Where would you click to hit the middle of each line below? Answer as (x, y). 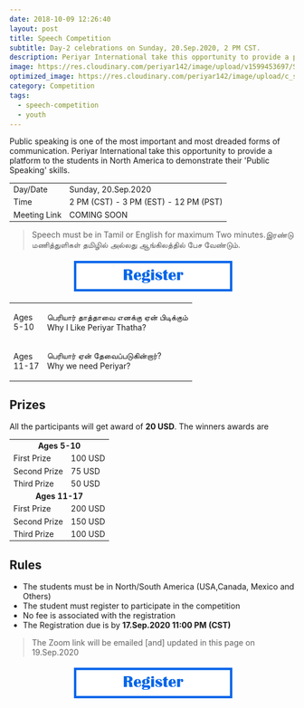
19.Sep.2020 (55, 653)
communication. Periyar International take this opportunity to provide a (141, 151)
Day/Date (30, 189)
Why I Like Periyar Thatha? (96, 327)
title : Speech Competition (60, 38)
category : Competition (52, 86)
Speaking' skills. (40, 170)
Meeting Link (37, 215)
